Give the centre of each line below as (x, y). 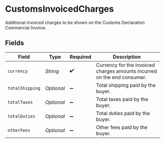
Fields (15, 43)
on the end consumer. (121, 77)
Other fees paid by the (122, 127)
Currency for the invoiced (125, 65)
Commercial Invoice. (26, 27)
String (52, 71)
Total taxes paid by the (122, 99)
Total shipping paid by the (126, 85)
